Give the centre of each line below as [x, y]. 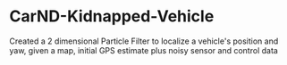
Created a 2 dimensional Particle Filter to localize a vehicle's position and [144, 41]
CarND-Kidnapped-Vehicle [112, 16]
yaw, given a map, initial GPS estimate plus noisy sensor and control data [144, 50]
